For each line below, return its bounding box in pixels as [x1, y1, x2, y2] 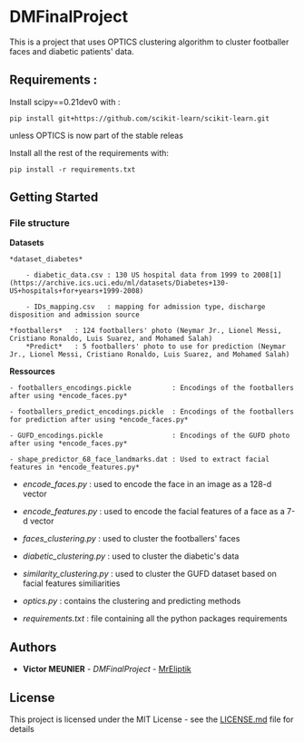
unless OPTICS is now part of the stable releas [9, 130, 184, 141]
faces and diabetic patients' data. [9, 45, 134, 56]
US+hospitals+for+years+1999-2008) [9, 287, 144, 296]
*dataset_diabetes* [9, 255, 83, 264]
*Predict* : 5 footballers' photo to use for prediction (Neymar [25, 342, 286, 351]
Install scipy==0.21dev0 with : [9, 96, 121, 107]
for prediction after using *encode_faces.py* [9, 415, 189, 425]
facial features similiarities [22, 578, 121, 589]
